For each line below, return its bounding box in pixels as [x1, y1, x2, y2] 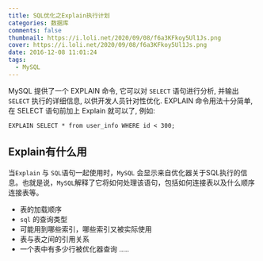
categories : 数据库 [8, 19, 69, 27]
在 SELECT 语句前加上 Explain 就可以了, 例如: [8, 106, 156, 115]
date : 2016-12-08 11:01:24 [8, 48, 97, 56]
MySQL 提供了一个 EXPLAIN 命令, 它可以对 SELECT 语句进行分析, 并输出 [8, 86, 239, 95]
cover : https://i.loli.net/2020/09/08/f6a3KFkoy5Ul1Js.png [8, 41, 208, 49]
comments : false [8, 26, 62, 34]
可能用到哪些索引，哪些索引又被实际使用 [19, 224, 152, 234]
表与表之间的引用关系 [19, 234, 90, 244]
